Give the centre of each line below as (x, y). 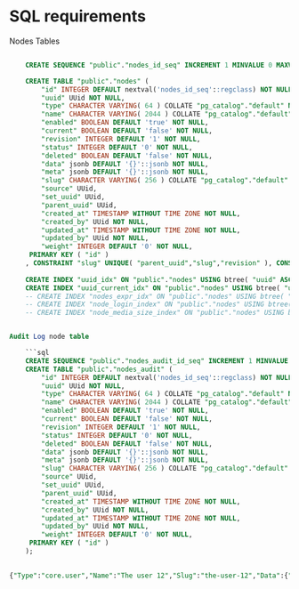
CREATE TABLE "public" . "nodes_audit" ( (99, 369)
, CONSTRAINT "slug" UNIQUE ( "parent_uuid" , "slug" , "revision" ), (149, 263)
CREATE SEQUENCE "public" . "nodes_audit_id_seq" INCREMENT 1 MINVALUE (157, 361)
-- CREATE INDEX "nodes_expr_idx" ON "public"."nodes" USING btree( (155, 296)
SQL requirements (78, 16)
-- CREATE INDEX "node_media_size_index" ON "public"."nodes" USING (155, 313)
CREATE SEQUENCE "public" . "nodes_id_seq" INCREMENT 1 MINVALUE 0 (149, 65)
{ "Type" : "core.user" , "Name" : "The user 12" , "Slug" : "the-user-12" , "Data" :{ (149, 576)
